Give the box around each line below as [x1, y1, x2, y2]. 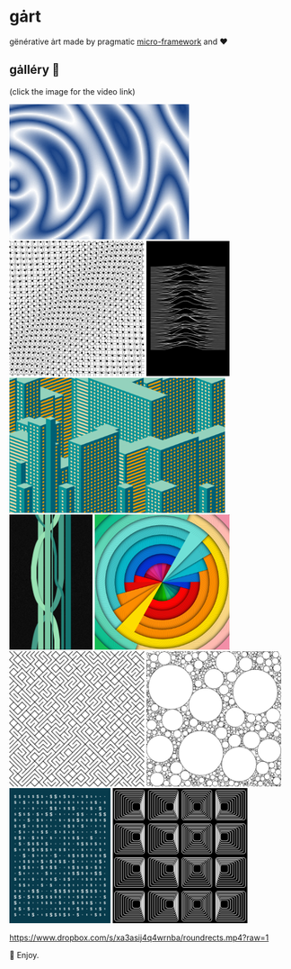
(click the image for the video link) [9, 86, 137, 96]
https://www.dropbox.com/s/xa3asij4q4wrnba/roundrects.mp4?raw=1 [9, 932, 269, 943]
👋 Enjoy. [9, 949, 40, 960]
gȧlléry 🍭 [9, 62, 60, 77]
